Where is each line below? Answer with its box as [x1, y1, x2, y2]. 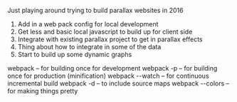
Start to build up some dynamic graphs [17, 50, 132, 58]
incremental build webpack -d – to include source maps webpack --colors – [7, 79, 230, 88]
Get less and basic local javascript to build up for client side [17, 28, 193, 36]
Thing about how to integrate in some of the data [17, 43, 162, 51]
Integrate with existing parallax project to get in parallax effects [17, 35, 203, 44]
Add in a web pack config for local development [17, 20, 159, 28]
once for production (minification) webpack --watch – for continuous [7, 71, 209, 80]
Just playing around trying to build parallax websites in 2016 [7, 6, 184, 14]
